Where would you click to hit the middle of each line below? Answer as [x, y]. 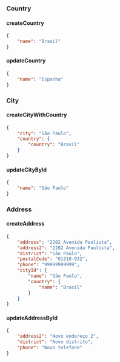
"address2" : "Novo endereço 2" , [58, 337]
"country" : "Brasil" [54, 145]
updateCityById [27, 169]
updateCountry [26, 61]
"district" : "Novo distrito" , [55, 342]
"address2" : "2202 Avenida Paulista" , [66, 248]
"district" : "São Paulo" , [50, 253]
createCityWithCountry [37, 115]
